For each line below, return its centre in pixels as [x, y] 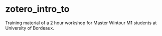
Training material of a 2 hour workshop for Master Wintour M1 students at [81, 23]
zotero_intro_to [37, 9]
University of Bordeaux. [30, 28]
